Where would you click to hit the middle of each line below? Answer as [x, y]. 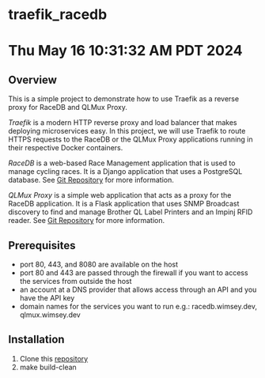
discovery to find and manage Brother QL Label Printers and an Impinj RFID [131, 212]
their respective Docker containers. [66, 148]
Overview [33, 79]
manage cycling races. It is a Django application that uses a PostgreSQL [125, 172]
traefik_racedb [58, 15]
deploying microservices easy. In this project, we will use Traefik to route [127, 131]
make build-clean [48, 367]
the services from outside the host [76, 281]
